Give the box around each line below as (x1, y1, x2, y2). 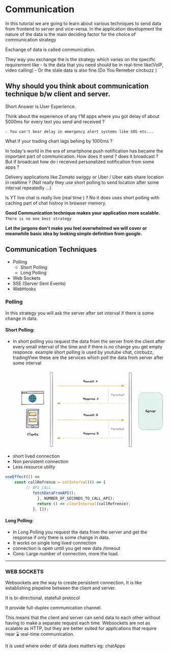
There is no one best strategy (5, 216, 72, 221)
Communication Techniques (5, 245, 97, 254)
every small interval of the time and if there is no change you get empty (12, 344, 163, 350)
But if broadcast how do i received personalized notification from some (5, 159, 154, 165)
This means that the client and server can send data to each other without (5, 614, 160, 621)
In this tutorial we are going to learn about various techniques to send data (5, 20, 161, 26)
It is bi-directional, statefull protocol (5, 595, 80, 601)
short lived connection (12, 453, 60, 459)
